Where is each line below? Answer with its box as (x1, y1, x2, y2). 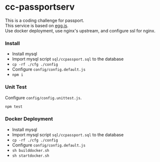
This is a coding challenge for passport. (5, 17, 84, 23)
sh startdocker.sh (12, 153, 49, 158)
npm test (5, 104, 23, 109)
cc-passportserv (5, 1, 75, 13)
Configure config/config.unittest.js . (5, 95, 82, 100)
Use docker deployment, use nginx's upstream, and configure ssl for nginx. (5, 28, 156, 33)
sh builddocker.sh (12, 148, 49, 153)
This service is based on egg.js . (5, 22, 69, 28)
